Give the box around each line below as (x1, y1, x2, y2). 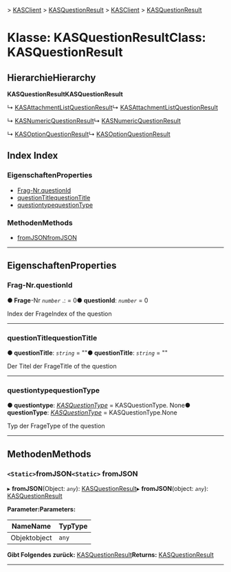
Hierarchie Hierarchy (7, 71, 96, 83)
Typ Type (58, 521, 88, 531)
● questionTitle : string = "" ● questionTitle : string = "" (7, 349, 168, 357)
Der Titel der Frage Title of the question (7, 362, 117, 370)
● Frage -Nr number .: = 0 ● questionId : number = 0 (7, 296, 148, 305)
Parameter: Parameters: (7, 505, 76, 513)
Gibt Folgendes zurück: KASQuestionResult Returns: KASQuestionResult (7, 550, 214, 559)
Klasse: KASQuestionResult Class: (7, 30, 206, 45)
